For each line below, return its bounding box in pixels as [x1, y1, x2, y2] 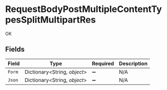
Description [119, 60, 148, 67]
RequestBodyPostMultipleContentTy [5, 3, 162, 15]
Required [92, 60, 114, 67]
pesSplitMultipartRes [5, 14, 96, 25]
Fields [5, 45, 25, 53]
